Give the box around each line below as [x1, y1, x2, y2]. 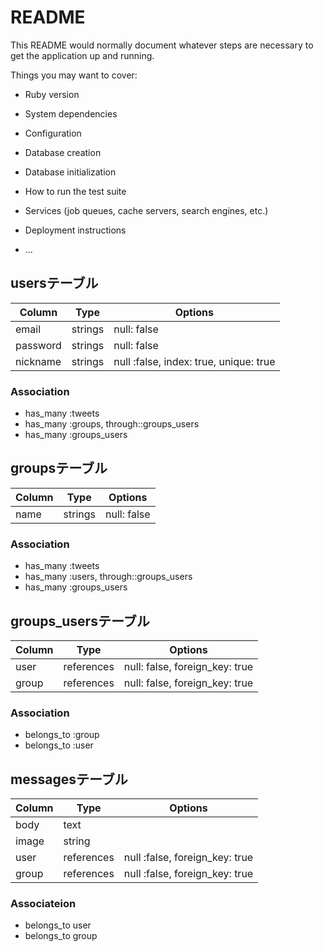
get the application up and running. [10, 49, 155, 61]
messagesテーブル [10, 771, 128, 788]
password [15, 338, 62, 352]
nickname [15, 354, 62, 368]
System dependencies [24, 107, 118, 120]
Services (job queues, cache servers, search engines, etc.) [24, 204, 269, 216]
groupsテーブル [10, 460, 108, 477]
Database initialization [24, 166, 117, 178]
